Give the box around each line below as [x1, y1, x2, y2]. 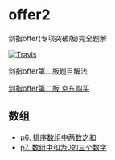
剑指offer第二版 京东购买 [8, 83, 90, 93]
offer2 [8, 6, 51, 24]
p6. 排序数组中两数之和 [19, 132, 97, 142]
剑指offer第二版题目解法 [8, 66, 88, 76]
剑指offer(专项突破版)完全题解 [8, 33, 107, 43]
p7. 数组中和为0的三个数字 [19, 142, 107, 152]
